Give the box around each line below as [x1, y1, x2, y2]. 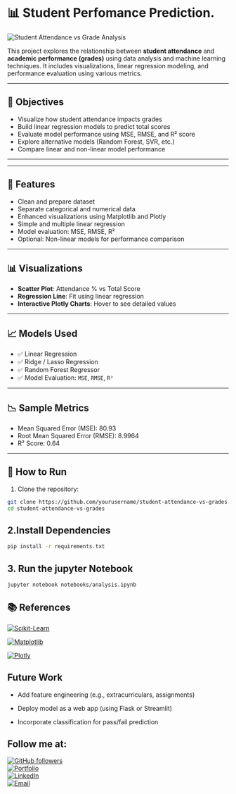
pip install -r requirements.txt [7, 543, 105, 550]
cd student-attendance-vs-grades [7, 504, 105, 512]
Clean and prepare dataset [17, 197, 95, 206]
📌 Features [7, 178, 55, 190]
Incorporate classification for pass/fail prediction [17, 717, 159, 726]
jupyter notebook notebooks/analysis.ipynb [7, 581, 137, 588]
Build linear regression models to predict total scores [17, 122, 171, 130]
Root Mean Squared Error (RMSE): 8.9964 [17, 432, 139, 440]
